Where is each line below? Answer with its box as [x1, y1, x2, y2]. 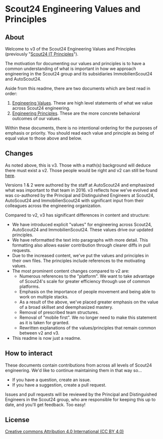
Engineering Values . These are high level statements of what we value [12, 100, 153, 105]
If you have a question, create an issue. [12, 377, 91, 383]
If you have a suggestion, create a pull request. [12, 382, 107, 387]
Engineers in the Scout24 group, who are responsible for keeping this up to [5, 396, 156, 402]
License [5, 416, 30, 424]
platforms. [19, 283, 40, 289]
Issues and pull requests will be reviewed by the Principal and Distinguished [5, 391, 157, 397]
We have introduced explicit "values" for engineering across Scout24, [12, 221, 152, 227]
